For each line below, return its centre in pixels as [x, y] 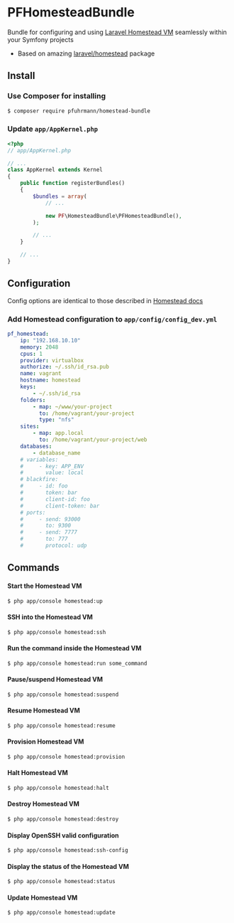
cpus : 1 [31, 354]
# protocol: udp [54, 546]
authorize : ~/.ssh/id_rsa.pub [65, 367]
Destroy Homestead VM [44, 804]
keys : [28, 387]
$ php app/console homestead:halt [58, 788]
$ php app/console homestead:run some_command [77, 663]
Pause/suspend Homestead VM [55, 680]
